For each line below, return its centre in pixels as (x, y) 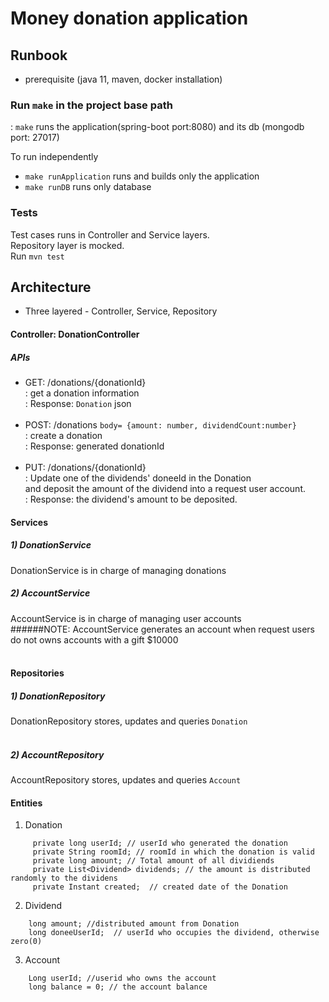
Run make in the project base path (91, 105)
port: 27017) (35, 138)
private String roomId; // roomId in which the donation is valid (173, 852)
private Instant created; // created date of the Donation (160, 887)
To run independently (54, 157)
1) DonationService (51, 545)
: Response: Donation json (78, 403)
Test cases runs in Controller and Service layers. (110, 234)
